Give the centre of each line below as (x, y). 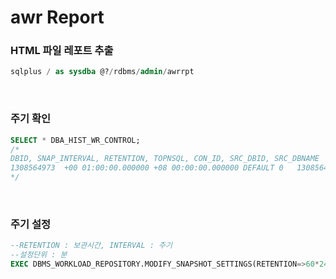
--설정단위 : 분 (39, 255)
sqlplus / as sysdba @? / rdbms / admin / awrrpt (102, 72)
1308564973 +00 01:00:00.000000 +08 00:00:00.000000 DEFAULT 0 (147, 168)
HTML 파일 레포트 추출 (62, 51)
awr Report (57, 17)
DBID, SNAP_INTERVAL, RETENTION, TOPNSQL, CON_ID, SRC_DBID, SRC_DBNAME (165, 159)
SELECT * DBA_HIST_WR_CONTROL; (75, 140)
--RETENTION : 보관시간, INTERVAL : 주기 (91, 246)
